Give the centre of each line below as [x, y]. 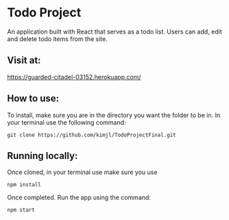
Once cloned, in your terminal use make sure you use [82, 172]
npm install [24, 185]
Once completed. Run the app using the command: [79, 197]
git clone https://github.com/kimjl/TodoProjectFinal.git [92, 135]
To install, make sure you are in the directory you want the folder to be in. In [114, 115]
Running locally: [43, 156]
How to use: [33, 98]
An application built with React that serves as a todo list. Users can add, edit [114, 32]
